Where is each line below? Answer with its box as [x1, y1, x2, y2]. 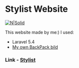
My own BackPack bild [12, 44, 59, 50]
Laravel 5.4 [12, 38, 35, 45]
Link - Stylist [5, 56, 36, 63]
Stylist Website [5, 3, 68, 15]
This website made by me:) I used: [5, 29, 74, 35]
